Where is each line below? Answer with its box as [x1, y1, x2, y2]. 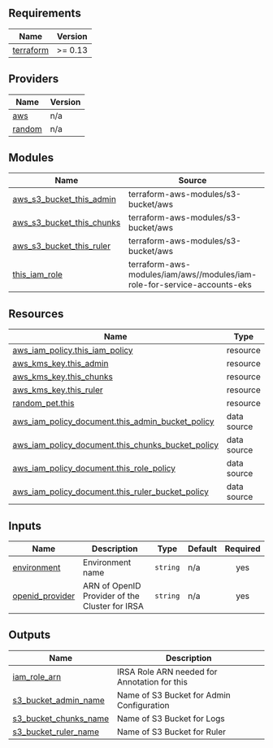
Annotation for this [116, 676, 188, 687]
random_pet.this [12, 398, 75, 409]
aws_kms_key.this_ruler [12, 384, 103, 396]
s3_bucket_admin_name [12, 694, 106, 706]
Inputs [8, 518, 42, 532]
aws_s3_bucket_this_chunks [12, 217, 121, 229]
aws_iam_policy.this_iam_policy [12, 345, 133, 357]
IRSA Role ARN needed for [116, 666, 218, 677]
